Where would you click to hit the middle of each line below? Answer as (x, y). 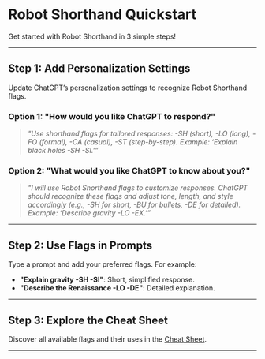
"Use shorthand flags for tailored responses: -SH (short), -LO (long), (139, 134)
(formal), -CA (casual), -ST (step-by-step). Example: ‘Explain (138, 142)
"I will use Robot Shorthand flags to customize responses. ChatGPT (138, 188)
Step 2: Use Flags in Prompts (80, 245)
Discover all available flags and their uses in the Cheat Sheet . (108, 339)
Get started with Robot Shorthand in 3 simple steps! (92, 36)
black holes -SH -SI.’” (63, 151)
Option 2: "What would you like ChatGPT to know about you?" (129, 170)
